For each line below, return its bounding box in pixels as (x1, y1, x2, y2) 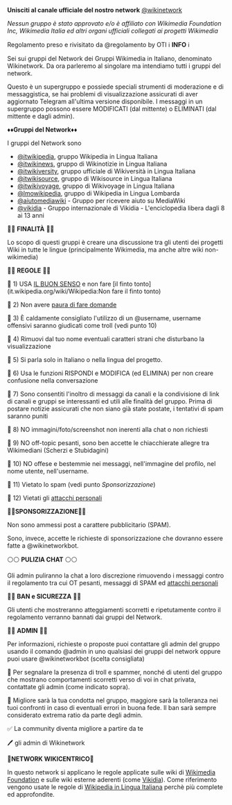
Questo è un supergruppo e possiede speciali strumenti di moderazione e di (7, 83, 224, 91)
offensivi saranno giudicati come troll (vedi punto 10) (7, 322, 157, 329)
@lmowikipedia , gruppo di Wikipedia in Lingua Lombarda (17, 189, 180, 197)
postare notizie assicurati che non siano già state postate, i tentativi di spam (7, 405, 224, 413)
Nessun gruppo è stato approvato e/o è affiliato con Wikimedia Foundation (7, 19, 222, 27)
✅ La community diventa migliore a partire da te (7, 725, 143, 732)
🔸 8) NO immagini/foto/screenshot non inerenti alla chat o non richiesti (7, 426, 208, 433)
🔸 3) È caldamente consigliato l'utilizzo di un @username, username (7, 314, 202, 322)
